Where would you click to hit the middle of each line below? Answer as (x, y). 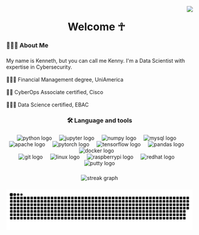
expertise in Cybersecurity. (39, 67)
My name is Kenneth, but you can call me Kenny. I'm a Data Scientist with (96, 61)
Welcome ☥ (97, 27)
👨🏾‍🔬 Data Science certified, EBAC (47, 105)
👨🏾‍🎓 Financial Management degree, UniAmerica (65, 80)
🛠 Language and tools (99, 120)
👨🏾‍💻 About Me (27, 46)
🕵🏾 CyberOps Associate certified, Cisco (55, 92)
